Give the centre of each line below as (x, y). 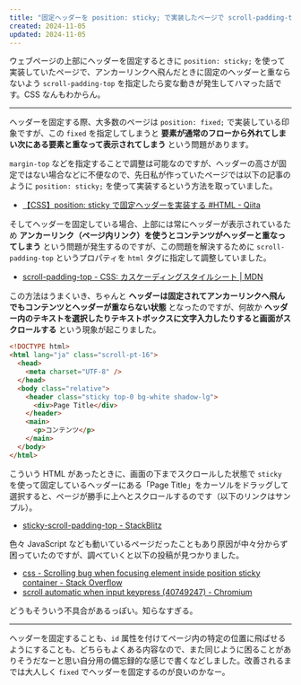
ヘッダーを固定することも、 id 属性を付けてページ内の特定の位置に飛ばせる (148, 637)
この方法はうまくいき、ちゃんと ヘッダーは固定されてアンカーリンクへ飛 (143, 296)
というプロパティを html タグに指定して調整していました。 (163, 258)
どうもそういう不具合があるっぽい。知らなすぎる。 (103, 610)
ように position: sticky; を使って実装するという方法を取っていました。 (143, 186)
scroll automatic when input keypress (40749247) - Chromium (137, 592)
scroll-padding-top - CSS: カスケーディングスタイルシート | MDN (142, 277)
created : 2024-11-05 (48, 26)
